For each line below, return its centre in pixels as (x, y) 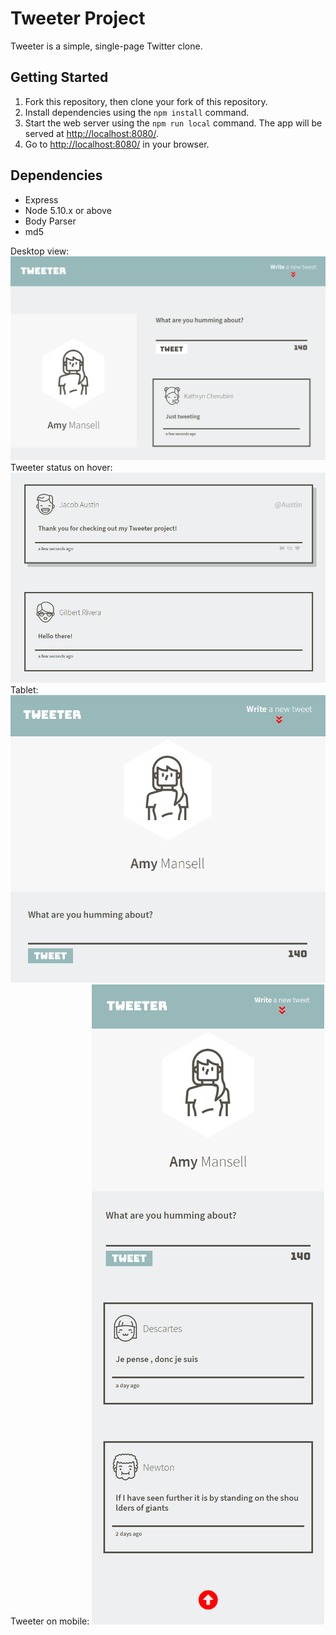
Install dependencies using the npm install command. (137, 112)
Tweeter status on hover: (61, 467)
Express (41, 199)
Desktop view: (40, 251)
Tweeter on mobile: (50, 1621)
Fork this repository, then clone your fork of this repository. (146, 101)
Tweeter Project (78, 18)
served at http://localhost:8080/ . (91, 133)
